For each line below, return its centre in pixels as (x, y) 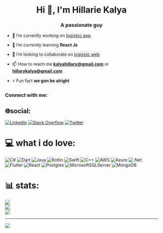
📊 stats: (22, 186)
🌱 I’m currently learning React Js (45, 45)
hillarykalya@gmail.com (37, 71)
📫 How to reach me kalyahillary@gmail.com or (60, 64)
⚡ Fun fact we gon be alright (41, 81)
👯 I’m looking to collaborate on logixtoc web (56, 54)
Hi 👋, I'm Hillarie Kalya (81, 10)
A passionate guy (81, 25)
